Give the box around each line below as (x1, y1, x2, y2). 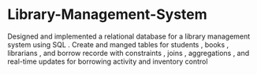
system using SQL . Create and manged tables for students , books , (7, 39, 229, 49)
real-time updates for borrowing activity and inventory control (7, 57, 208, 66)
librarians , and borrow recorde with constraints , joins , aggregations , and (7, 48, 250, 57)
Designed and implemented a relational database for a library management (7, 31, 251, 41)
